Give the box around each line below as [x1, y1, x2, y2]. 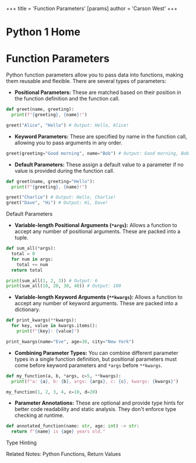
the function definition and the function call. [14, 95, 120, 102]
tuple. [14, 234, 29, 241]
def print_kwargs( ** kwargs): [6, 318, 77, 323]
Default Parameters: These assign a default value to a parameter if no [14, 161, 184, 168]
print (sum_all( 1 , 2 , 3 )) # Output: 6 [6, 277, 98, 284]
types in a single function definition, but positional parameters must [14, 356, 177, 363]
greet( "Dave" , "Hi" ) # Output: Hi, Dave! [6, 200, 108, 206]
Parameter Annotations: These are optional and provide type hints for [14, 399, 184, 406]
